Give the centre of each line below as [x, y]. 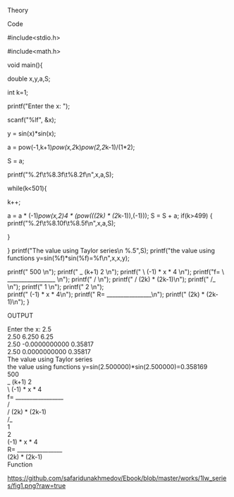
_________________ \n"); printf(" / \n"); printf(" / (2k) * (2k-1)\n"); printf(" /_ [112, 279]
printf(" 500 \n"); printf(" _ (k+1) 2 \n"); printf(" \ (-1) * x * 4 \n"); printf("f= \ [116, 272]
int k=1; [18, 92]
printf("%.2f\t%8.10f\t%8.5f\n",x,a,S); [62, 223]
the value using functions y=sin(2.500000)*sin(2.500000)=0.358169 [107, 367]
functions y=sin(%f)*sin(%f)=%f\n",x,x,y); [69, 258]
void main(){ [25, 65]
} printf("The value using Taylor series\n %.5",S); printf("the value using [111, 251]
